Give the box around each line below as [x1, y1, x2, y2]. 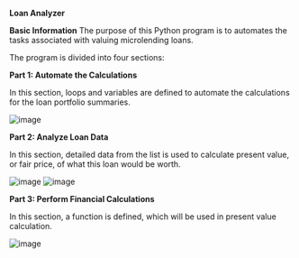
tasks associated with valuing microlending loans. [9, 35, 194, 45]
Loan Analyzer [9, 8, 66, 18]
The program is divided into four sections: [9, 52, 165, 62]
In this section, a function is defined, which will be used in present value [9, 211, 276, 222]
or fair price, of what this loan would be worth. [9, 159, 182, 170]
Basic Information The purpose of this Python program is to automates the [9, 25, 288, 35]
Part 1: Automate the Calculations [9, 69, 138, 80]
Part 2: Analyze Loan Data [9, 132, 109, 143]
